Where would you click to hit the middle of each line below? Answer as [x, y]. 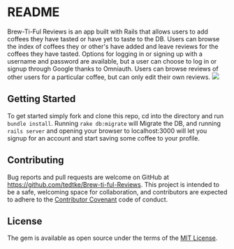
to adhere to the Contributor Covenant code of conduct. [88, 199]
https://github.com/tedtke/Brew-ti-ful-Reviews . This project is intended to [114, 184]
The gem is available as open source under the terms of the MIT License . [112, 238]
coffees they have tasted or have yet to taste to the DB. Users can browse [114, 38]
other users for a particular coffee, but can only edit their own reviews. [109, 77]
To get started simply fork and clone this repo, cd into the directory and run [116, 115]
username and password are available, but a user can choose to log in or [112, 61]
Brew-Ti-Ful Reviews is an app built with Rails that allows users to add [108, 31]
